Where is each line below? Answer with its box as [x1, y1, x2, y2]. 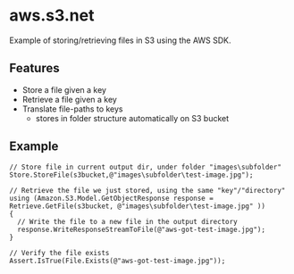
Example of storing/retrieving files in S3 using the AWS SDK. [9, 35, 231, 46]
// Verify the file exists [9, 248, 110, 257]
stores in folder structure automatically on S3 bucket [35, 112, 230, 123]
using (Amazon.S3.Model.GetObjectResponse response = [9, 194, 214, 203]
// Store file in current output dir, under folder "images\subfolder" [9, 162, 281, 171]
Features [9, 61, 60, 76]
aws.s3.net [9, 5, 95, 26]
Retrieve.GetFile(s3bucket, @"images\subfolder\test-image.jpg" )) [9, 202, 266, 211]
